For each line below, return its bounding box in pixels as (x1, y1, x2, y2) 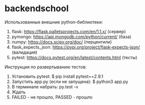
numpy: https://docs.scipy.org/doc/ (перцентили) (11, 39, 112, 44)
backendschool (4, 3, 69, 14)
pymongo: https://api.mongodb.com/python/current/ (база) (11, 34, 131, 40)
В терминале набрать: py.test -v (11, 84, 79, 89)
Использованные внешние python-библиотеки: (4, 19, 103, 25)
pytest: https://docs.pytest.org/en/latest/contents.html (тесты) (11, 54, 138, 60)
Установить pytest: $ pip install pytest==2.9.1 (11, 73, 104, 79)
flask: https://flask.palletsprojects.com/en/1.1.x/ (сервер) (11, 28, 126, 34)
